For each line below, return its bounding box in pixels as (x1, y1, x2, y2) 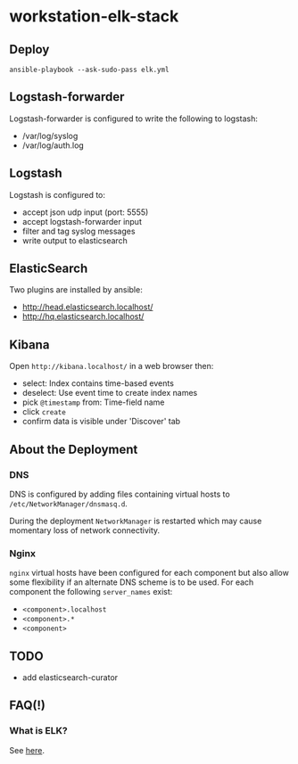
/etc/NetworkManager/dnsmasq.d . (9, 497, 128, 509)
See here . (9, 744, 45, 755)
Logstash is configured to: (9, 189, 105, 200)
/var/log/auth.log (21, 140, 85, 151)
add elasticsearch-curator (21, 672, 119, 683)
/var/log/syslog (21, 130, 79, 141)
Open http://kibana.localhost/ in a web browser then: (9, 361, 214, 372)
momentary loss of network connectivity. (9, 524, 161, 536)
